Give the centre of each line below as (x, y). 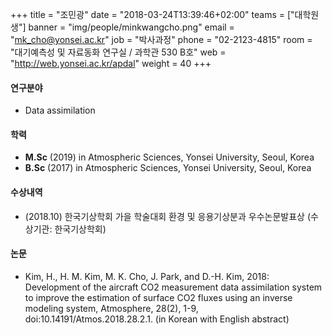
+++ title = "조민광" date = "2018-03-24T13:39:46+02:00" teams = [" (152, 14)
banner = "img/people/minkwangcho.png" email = (131, 27)
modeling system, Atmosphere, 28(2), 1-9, (111, 308)
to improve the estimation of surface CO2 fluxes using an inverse (158, 297)
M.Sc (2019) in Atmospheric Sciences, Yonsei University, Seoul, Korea (169, 157)
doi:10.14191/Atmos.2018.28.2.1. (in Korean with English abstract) (157, 319)
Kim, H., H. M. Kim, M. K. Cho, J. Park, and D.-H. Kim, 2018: (147, 276)
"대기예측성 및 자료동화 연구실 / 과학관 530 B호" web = (118, 52)
